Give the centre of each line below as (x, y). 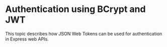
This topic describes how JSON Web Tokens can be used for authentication (84, 33)
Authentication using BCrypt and (75, 9)
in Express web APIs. (27, 39)
